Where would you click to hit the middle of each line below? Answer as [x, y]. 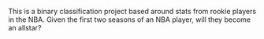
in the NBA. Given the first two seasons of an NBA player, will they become [129, 19]
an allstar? [25, 28]
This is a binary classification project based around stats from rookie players [132, 11]
